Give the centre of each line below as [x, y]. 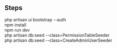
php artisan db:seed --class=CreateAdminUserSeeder [58, 40]
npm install [15, 25]
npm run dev [17, 30]
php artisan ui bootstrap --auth [35, 19]
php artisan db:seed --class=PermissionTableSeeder [57, 35]
